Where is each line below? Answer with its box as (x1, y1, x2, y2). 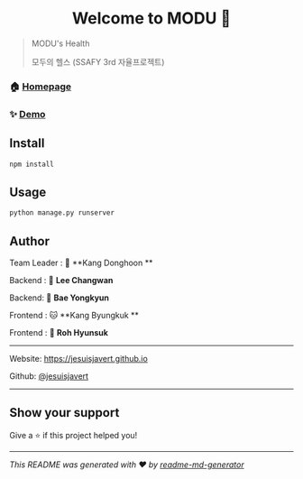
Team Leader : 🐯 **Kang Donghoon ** (9, 257, 153, 268)
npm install (9, 160, 54, 169)
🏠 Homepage (9, 80, 72, 93)
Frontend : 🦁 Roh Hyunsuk (9, 327, 108, 337)
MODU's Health (31, 38, 90, 49)
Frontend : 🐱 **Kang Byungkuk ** (9, 309, 140, 320)
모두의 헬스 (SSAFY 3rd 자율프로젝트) (31, 56, 165, 67)
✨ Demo (9, 107, 46, 120)
